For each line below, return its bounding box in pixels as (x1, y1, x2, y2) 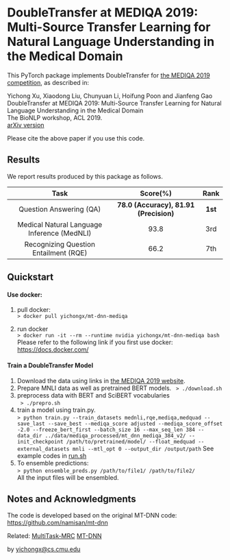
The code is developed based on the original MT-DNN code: (7, 511, 177, 520)
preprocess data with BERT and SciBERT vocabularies (16, 391, 170, 399)
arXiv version (7, 121, 44, 129)
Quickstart (7, 271, 54, 283)
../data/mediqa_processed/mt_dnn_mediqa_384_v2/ (44, 432, 186, 439)
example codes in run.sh (16, 451, 87, 460)
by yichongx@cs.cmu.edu (7, 545, 81, 553)
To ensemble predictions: (16, 459, 89, 467)
